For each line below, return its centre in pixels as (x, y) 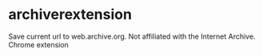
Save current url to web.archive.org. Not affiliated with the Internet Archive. (132, 36)
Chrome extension (39, 44)
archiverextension (70, 15)
